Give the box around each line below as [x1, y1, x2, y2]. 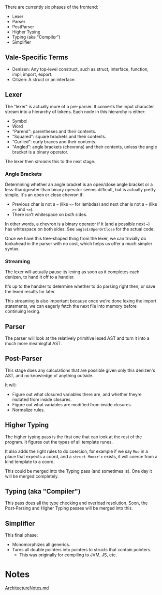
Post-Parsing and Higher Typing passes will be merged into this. [5, 505, 133, 511]
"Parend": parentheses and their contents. [12, 128, 97, 134]
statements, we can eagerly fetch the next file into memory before [5, 303, 137, 309]
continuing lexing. [5, 308, 41, 314]
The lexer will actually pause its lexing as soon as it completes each [5, 269, 140, 275]
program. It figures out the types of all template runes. [5, 439, 113, 445]
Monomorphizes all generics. [12, 542, 70, 547]
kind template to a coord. [5, 459, 55, 464]
